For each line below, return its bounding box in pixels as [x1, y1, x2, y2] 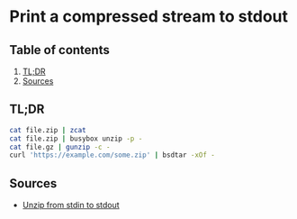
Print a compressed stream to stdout [9, 6, 289, 27]
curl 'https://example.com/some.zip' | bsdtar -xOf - [9, 151, 216, 160]
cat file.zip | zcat [9, 125, 87, 134]
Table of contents [9, 42, 110, 58]
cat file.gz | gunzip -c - [9, 142, 111, 151]
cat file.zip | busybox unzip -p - [9, 133, 143, 143]
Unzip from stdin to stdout [22, 200, 120, 211]
